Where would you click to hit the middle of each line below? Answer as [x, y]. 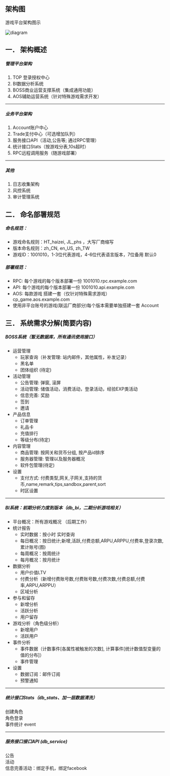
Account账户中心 [30, 128]
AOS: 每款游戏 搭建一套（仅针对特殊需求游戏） [61, 294]
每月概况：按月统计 [40, 560]
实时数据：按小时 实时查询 [47, 534]
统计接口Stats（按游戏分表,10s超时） [51, 147]
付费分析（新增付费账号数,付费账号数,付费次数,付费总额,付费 [82, 579]
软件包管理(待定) [37, 465]
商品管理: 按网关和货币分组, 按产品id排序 [62, 452]
